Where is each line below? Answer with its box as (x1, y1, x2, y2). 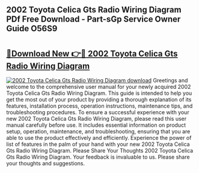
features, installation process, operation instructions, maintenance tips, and (6, 102, 193, 109)
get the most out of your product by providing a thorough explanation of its (6, 96, 192, 103)
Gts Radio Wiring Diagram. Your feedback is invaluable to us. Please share (6, 153, 191, 160)
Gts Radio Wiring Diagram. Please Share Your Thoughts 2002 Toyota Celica (6, 147, 194, 154)
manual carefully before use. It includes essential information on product (6, 121, 186, 129)
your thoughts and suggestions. (6, 160, 85, 167)
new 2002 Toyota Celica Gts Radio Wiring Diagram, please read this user (6, 115, 187, 122)
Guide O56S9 (6, 23, 58, 34)
